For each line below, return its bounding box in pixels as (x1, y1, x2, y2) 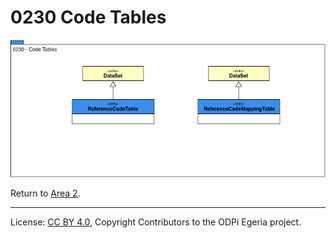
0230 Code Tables (10, 6, 167, 29)
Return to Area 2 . (10, 187, 81, 199)
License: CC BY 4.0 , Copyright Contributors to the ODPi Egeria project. (10, 216, 302, 228)
